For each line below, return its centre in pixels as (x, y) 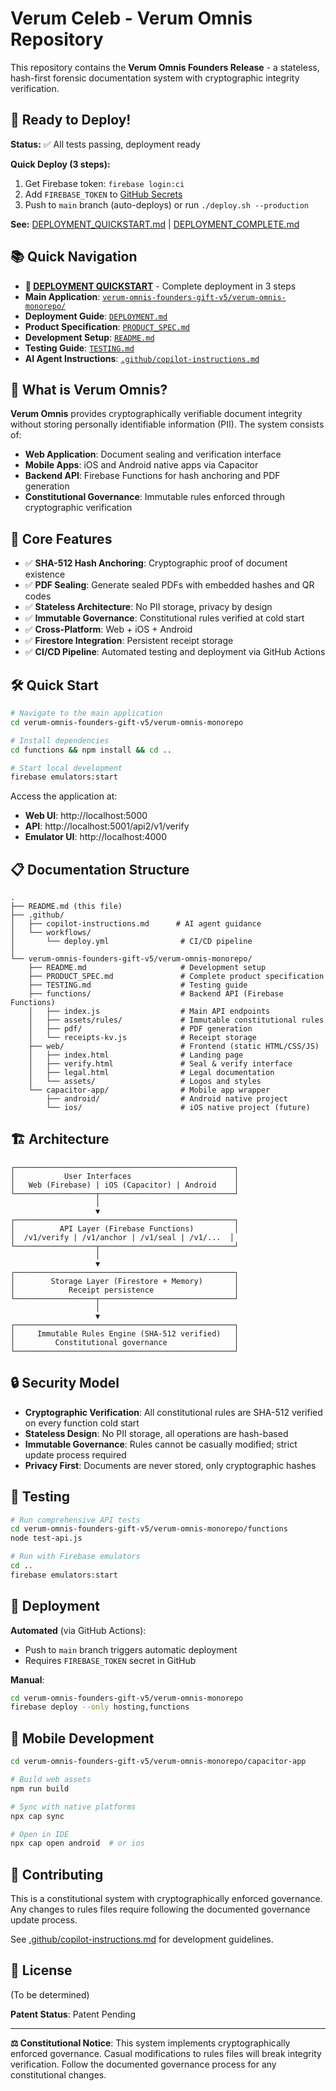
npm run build (40, 1788)
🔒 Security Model (65, 1383)
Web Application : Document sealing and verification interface (153, 454)
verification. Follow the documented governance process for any (143, 2064)
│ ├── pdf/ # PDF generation (140, 1029)
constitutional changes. (58, 2074)
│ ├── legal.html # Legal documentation (151, 1073)
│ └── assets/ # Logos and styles (145, 1082)
